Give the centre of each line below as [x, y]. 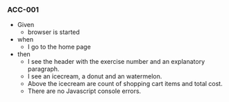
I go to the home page [59, 47]
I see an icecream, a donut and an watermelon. [95, 76]
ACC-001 [23, 10]
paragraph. [43, 69]
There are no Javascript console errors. [84, 91]
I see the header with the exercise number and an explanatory [116, 62]
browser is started [53, 32]
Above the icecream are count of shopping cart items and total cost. [125, 84]
